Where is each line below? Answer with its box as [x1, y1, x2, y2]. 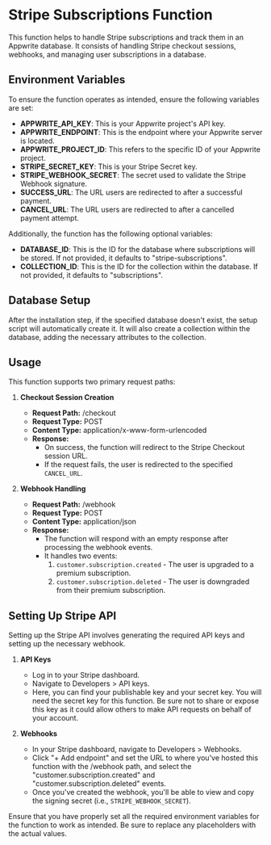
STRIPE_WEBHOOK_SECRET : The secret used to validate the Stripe [19, 170, 246, 179]
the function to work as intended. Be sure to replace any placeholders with [8, 820, 256, 830]
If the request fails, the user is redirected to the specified [44, 460, 234, 469]
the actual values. [8, 829, 67, 839]
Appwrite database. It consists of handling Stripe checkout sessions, [8, 40, 236, 50]
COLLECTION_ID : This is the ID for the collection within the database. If [19, 261, 258, 271]
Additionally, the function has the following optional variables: [8, 229, 213, 238]
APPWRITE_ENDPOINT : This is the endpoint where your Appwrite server [19, 127, 263, 137]
